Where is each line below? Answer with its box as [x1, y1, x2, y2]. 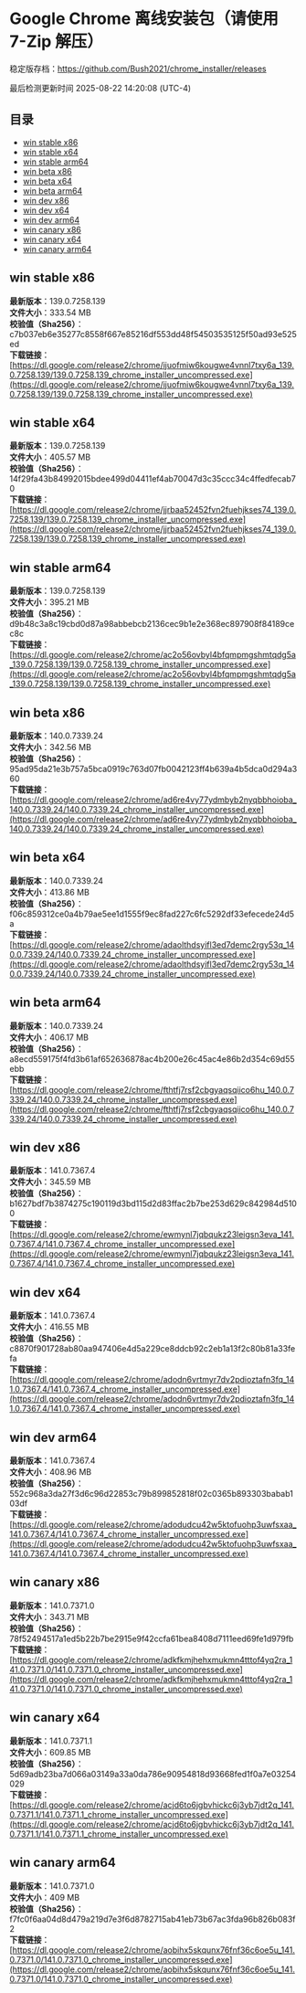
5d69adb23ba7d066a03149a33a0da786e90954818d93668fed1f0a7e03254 [9, 1768, 297, 1779]
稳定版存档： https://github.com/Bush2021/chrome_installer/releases [9, 63, 267, 74]
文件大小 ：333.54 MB [9, 307, 91, 318]
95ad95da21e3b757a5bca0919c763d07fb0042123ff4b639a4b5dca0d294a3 [9, 764, 298, 774]
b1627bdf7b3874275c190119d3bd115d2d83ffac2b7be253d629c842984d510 [9, 1198, 297, 1209]
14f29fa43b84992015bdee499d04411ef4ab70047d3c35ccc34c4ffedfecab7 [9, 473, 297, 484]
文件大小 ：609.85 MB [9, 1746, 91, 1757]
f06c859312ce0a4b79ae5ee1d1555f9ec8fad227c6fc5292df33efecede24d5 [9, 908, 295, 919]
